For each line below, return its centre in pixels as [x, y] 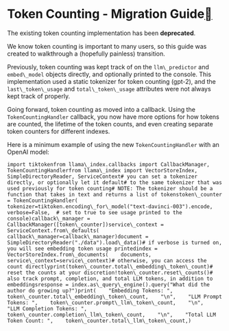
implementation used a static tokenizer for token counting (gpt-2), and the [111, 81]
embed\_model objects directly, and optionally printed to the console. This [109, 74]
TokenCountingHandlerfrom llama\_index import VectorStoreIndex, [102, 170]
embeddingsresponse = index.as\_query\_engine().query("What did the [109, 284]
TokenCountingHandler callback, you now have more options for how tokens [113, 117]
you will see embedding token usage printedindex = [82, 249]
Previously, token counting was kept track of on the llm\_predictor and [108, 67]
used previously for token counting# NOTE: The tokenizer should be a [110, 188]
